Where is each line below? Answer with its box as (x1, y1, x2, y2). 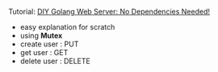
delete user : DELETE (19, 56, 90, 66)
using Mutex (19, 31, 63, 40)
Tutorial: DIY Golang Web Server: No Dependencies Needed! (8, 7, 210, 16)
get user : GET (19, 48, 69, 57)
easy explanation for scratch (19, 22, 115, 31)
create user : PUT (19, 39, 79, 49)
